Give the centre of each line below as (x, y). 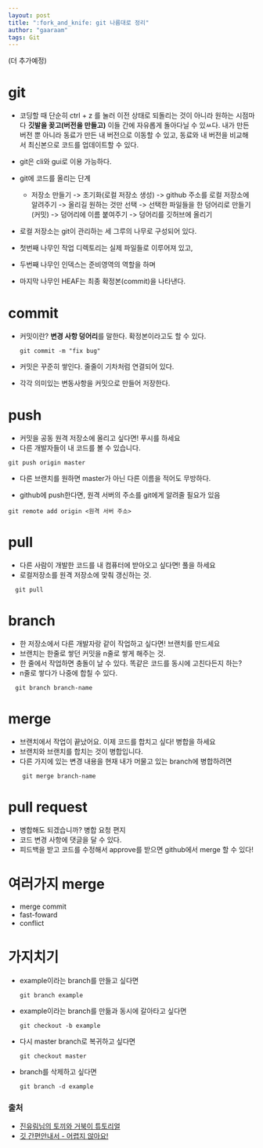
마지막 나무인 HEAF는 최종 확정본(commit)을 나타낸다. (103, 281)
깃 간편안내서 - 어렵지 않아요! (64, 1135)
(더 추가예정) (27, 60)
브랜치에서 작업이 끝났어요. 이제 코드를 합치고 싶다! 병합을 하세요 (117, 742)
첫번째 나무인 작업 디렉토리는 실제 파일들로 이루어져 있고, (106, 248)
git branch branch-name (54, 687)
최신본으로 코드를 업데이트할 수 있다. (83, 145)
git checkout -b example (60, 1026)
